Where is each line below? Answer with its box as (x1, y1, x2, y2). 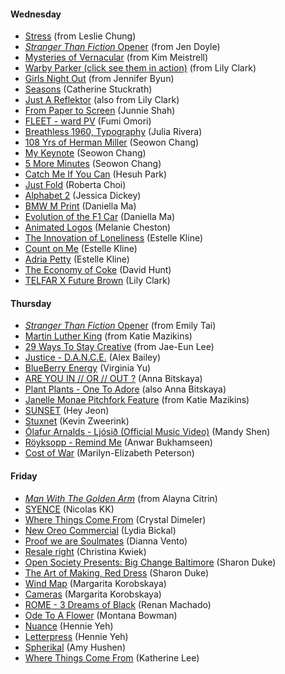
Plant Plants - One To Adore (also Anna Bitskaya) (24, 383, 227, 395)
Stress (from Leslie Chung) (24, 30, 137, 42)
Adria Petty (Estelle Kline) (24, 253, 130, 265)
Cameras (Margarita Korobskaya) (24, 588, 162, 600)
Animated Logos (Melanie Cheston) (24, 221, 172, 234)
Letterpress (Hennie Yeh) (24, 630, 129, 642)
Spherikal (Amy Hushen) (24, 641, 126, 653)
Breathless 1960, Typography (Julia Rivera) (24, 126, 203, 138)
